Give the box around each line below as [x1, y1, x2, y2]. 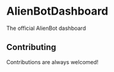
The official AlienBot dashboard [6, 24, 86, 32]
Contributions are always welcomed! [6, 58, 99, 65]
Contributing [6, 42, 56, 52]
